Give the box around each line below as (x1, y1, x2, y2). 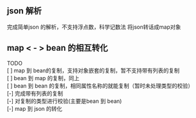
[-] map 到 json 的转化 (7, 105, 63, 112)
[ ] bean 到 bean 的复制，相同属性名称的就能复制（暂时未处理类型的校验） (7, 82, 194, 89)
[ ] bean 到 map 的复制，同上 (7, 74, 80, 81)
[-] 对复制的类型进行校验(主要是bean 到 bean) (7, 97, 122, 105)
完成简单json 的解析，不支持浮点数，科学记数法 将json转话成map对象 (7, 23, 181, 31)
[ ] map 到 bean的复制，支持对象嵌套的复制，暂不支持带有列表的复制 (7, 67, 180, 74)
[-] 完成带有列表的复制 (7, 89, 64, 97)
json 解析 (7, 6, 42, 17)
